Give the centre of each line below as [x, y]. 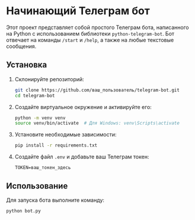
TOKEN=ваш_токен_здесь [43, 168]
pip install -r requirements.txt [56, 146]
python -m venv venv [40, 118]
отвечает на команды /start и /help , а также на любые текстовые [90, 40]
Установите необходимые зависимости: [65, 135]
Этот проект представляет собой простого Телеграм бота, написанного [97, 27]
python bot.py [24, 211]
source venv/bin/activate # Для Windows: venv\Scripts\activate [97, 123]
